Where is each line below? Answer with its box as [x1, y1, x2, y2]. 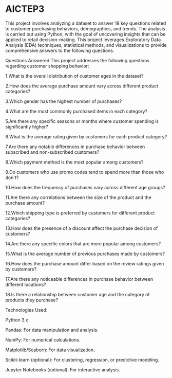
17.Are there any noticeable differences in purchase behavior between [5, 276, 153, 282]
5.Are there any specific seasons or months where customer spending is [5, 118, 159, 124]
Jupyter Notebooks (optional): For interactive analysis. [5, 366, 121, 373]
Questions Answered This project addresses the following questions [5, 57, 150, 63]
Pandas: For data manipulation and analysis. [5, 327, 99, 333]
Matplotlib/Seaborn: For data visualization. [5, 347, 95, 353]
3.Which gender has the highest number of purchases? [5, 98, 122, 104]
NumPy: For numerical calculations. [5, 336, 81, 343]
